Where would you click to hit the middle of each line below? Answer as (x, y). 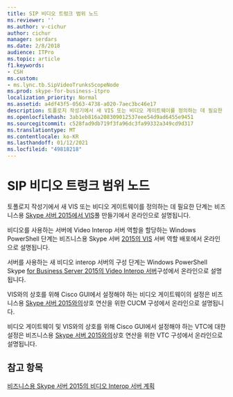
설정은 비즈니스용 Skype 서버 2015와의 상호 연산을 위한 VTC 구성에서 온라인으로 (115, 335)
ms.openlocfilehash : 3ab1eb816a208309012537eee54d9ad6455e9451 (101, 117)
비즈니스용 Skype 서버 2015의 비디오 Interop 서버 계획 (81, 386)
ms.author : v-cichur (37, 26)
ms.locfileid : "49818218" (44, 149)
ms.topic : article (34, 59)
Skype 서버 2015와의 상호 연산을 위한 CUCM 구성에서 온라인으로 (112, 302)
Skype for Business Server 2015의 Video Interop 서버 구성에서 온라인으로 (108, 270)
